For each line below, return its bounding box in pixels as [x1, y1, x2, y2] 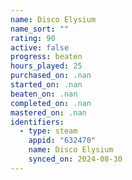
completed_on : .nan [10, 98, 92, 108]
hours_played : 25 [10, 61, 83, 71]
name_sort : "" [10, 24, 70, 34]
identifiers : [10, 117, 65, 127]
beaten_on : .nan [10, 89, 78, 99]
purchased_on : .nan [10, 71, 92, 81]
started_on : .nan [10, 80, 83, 90]
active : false [10, 42, 70, 53]
